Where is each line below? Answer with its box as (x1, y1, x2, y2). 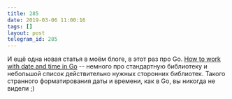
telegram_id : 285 (7, 36, 58, 43)
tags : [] (7, 23, 33, 30)
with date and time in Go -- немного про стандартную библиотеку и (7, 62, 208, 71)
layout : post (7, 29, 45, 37)
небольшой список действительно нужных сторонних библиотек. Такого (7, 70, 226, 78)
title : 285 (7, 10, 39, 17)
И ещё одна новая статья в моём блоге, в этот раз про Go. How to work (7, 55, 222, 63)
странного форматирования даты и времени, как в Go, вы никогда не (7, 77, 215, 85)
